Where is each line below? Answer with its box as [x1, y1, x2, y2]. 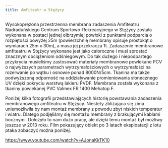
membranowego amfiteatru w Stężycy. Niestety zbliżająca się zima [5, 100, 145, 106]
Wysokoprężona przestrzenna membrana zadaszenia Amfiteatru [5, 21, 139, 27]
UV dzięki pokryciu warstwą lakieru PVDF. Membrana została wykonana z [5, 80, 159, 86]
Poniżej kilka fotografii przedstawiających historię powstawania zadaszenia [5, 95, 162, 101]
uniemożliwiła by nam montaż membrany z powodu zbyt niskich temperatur [5, 106, 162, 112]
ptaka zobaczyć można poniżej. [5, 127, 72, 133]
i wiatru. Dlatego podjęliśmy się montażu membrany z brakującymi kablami [5, 111, 160, 117]
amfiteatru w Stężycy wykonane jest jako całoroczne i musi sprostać [5, 48, 148, 54]
